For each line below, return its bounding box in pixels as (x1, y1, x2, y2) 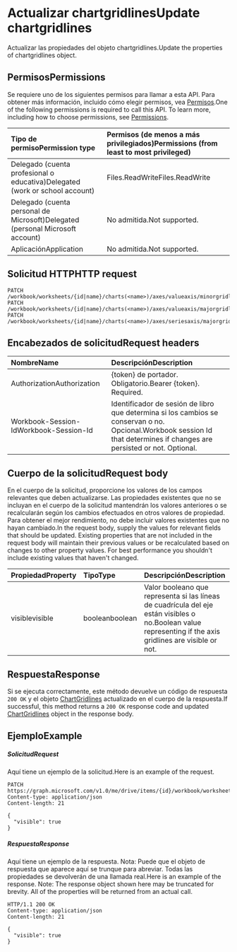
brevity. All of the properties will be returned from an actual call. (7, 888, 193, 896)
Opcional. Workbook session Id (111, 426, 213, 436)
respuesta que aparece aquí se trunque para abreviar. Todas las (7, 865, 193, 873)
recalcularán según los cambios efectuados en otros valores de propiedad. (7, 509, 226, 517)
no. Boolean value (143, 617, 202, 627)
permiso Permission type (11, 143, 96, 153)
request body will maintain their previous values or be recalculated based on (7, 539, 229, 547)
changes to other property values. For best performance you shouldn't (7, 546, 213, 555)
